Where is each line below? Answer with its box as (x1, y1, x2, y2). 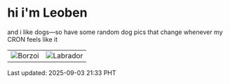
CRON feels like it (7, 35, 58, 43)
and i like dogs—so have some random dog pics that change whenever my (7, 28, 223, 36)
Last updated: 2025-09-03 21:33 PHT (7, 68, 117, 77)
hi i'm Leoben (7, 5, 88, 21)
